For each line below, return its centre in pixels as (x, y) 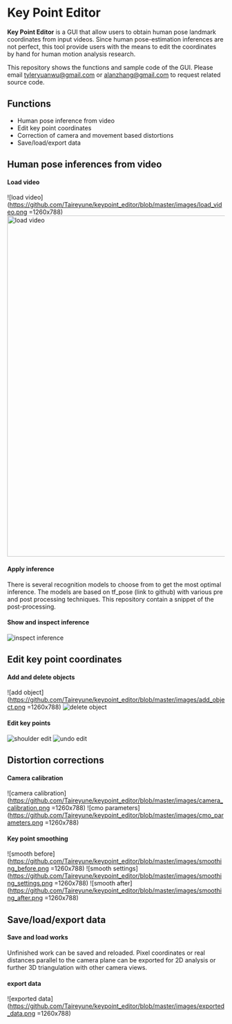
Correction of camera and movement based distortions (95, 135)
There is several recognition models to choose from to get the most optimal (114, 584)
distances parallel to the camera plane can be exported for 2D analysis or (112, 960)
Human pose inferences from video (85, 164)
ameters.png (25, 823)
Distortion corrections (56, 760)
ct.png (17, 707)
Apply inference (31, 568)
